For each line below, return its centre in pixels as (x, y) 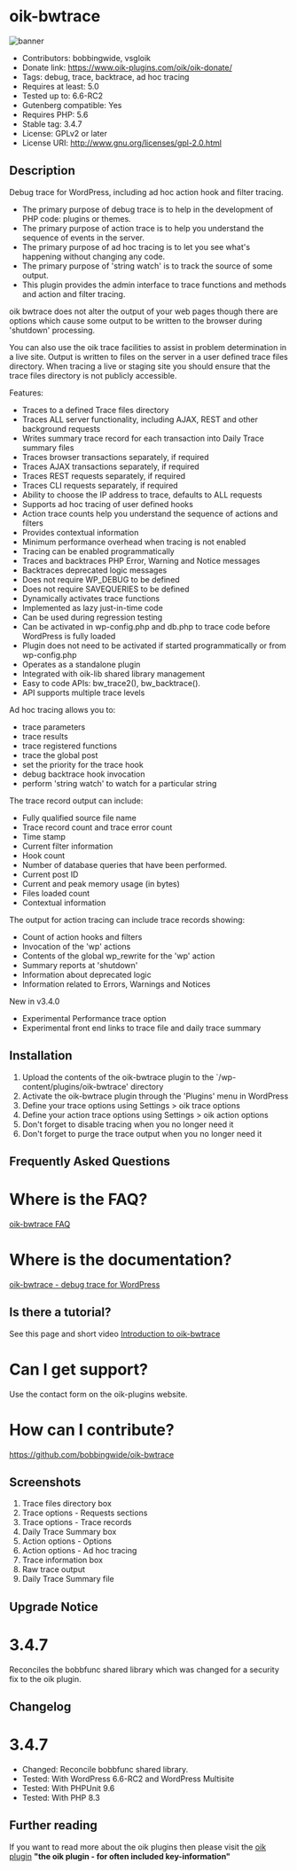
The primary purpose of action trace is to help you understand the (143, 228)
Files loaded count (56, 893)
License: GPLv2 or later (65, 133)
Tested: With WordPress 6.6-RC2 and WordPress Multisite (128, 1779)
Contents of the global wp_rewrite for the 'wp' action (118, 956)
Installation (41, 1056)
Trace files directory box (67, 1504)
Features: (27, 393)
